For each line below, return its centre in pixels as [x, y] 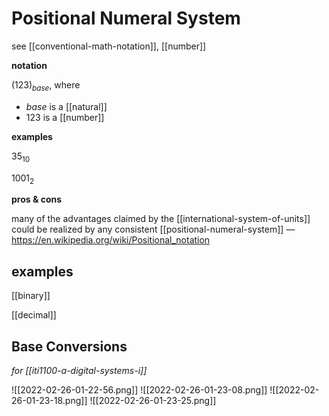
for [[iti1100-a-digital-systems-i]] [79, 370]
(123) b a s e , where [46, 85]
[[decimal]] [34, 315]
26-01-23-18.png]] [49, 400]
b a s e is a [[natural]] [66, 106]
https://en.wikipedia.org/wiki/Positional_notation [111, 240]
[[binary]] [31, 296]
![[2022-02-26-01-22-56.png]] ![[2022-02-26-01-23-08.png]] [139, 389]
